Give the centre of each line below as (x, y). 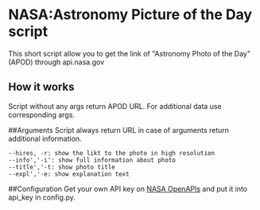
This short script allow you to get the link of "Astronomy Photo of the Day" (129, 53)
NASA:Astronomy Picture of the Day (130, 15)
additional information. (45, 138)
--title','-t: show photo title (62, 167)
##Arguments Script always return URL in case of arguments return (118, 130)
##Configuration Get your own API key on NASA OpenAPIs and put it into (128, 189)
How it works (41, 87)
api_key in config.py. (42, 197)
